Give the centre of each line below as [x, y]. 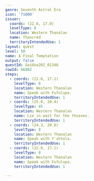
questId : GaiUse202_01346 [32, 65]
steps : [12, 74]
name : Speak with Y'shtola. [43, 139]
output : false [20, 60]
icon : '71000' [20, 14]
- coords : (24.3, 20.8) [34, 125]
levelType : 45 [28, 107]
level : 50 [15, 51]
